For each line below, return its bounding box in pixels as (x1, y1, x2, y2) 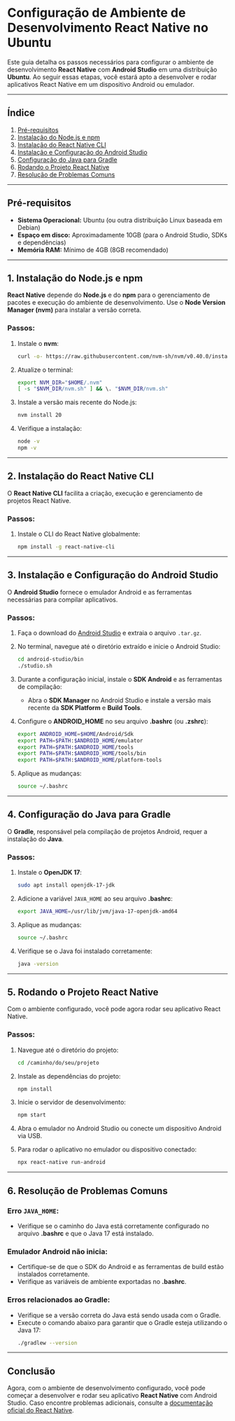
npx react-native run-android (17, 1159, 106, 1166)
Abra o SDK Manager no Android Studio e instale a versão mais (27, 695, 211, 705)
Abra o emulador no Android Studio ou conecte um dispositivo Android (17, 1124, 222, 1132)
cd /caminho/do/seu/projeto (17, 1059, 99, 1066)
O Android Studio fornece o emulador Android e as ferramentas (7, 588, 192, 596)
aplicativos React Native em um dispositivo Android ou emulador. (7, 80, 194, 88)
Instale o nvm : (17, 339, 59, 347)
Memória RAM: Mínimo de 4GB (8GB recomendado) (17, 245, 169, 254)
